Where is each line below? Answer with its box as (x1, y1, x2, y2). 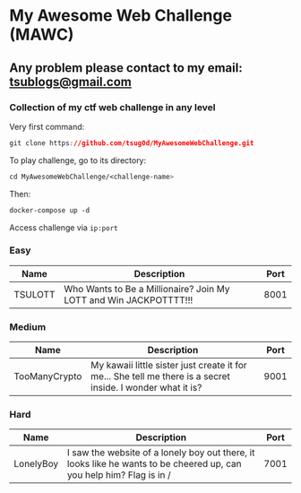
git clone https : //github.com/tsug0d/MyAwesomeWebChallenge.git (9, 138, 254, 148)
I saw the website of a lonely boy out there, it (66, 446, 255, 459)
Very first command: (9, 121, 85, 132)
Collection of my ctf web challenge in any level (9, 100, 217, 113)
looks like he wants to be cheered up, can (66, 458, 242, 471)
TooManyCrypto (13, 370, 82, 383)
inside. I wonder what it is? (90, 382, 202, 394)
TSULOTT (13, 288, 56, 300)
